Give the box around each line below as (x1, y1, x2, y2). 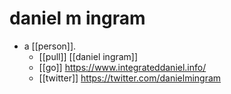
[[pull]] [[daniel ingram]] (38, 50, 139, 62)
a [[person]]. (23, 40, 77, 52)
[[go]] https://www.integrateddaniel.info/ (38, 61, 207, 73)
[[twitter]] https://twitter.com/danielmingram (38, 72, 222, 84)
